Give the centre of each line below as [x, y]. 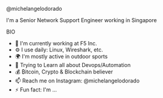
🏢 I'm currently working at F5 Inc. [56, 43]
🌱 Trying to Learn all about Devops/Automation [73, 65]
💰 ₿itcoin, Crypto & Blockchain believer [64, 72]
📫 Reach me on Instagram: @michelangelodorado [77, 81]
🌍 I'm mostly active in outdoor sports [61, 56]
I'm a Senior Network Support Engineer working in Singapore [81, 20]
